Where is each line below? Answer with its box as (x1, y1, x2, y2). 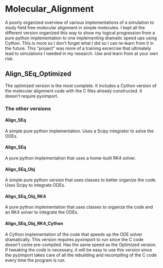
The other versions (5, 105, 51, 112)
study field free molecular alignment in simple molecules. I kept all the (5, 24, 145, 30)
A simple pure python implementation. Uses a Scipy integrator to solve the (5, 128, 154, 134)
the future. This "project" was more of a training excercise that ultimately (5, 45, 151, 51)
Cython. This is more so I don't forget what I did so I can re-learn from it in (5, 40, 154, 46)
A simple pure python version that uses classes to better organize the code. (5, 177, 157, 183)
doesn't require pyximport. (5, 93, 58, 99)
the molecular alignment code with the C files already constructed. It (5, 88, 143, 93)
